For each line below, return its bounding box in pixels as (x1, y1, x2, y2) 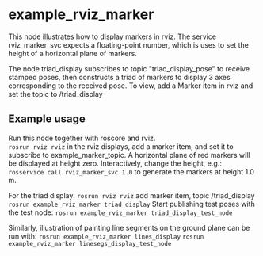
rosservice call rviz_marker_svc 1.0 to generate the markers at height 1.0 (8, 166, 255, 176)
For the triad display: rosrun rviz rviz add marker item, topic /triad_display (8, 190, 255, 200)
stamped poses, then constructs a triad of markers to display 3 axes (8, 72, 231, 82)
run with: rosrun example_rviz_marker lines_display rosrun (8, 231, 204, 241)
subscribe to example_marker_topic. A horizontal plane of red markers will (8, 150, 250, 159)
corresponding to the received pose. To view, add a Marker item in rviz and (8, 81, 253, 90)
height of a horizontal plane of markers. (8, 48, 137, 58)
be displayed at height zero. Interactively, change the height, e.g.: (8, 159, 222, 168)
